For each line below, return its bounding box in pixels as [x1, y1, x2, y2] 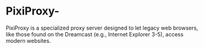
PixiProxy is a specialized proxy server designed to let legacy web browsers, [5, 24, 199, 31]
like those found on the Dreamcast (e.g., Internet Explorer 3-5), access [5, 30, 184, 38]
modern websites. [5, 37, 51, 44]
